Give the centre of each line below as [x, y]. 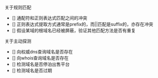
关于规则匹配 [18, 7]
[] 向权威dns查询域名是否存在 [43, 52]
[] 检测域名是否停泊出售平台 [41, 64]
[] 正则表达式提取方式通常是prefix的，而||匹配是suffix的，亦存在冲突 [83, 24]
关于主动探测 [18, 41]
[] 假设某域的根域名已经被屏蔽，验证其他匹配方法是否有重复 [74, 30]
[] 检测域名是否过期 [32, 70]
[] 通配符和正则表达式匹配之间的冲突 [50, 18]
